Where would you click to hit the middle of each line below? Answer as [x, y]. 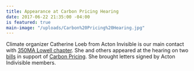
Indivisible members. [31, 63]
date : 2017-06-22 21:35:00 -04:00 [48, 17]
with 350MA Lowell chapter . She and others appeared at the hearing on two [97, 51]
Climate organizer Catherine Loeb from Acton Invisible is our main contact [95, 44]
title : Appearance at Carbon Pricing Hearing [62, 11]
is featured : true [28, 22]
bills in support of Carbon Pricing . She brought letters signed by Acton [91, 56]
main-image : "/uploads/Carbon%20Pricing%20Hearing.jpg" [75, 28]
